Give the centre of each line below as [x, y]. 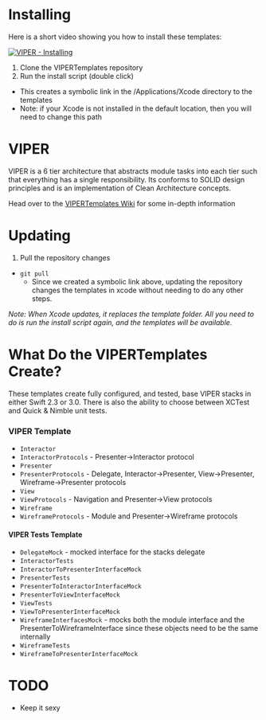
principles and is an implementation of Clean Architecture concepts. [120, 188]
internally [35, 637]
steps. [42, 298]
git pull [34, 274]
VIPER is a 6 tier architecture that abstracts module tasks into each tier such [133, 171]
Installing [40, 15]
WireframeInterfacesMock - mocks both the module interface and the [132, 620]
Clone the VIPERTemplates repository [81, 67]
